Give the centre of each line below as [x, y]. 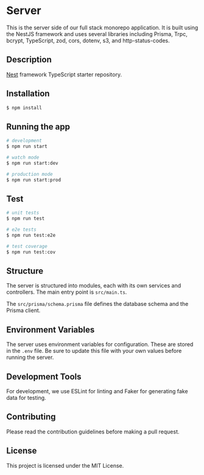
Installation [28, 94]
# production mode [30, 174]
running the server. [30, 357]
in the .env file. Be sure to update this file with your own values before [94, 351]
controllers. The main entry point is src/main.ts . [67, 292]
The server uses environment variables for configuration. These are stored [100, 344]
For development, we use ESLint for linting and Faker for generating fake [97, 391]
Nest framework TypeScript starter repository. [64, 74]
